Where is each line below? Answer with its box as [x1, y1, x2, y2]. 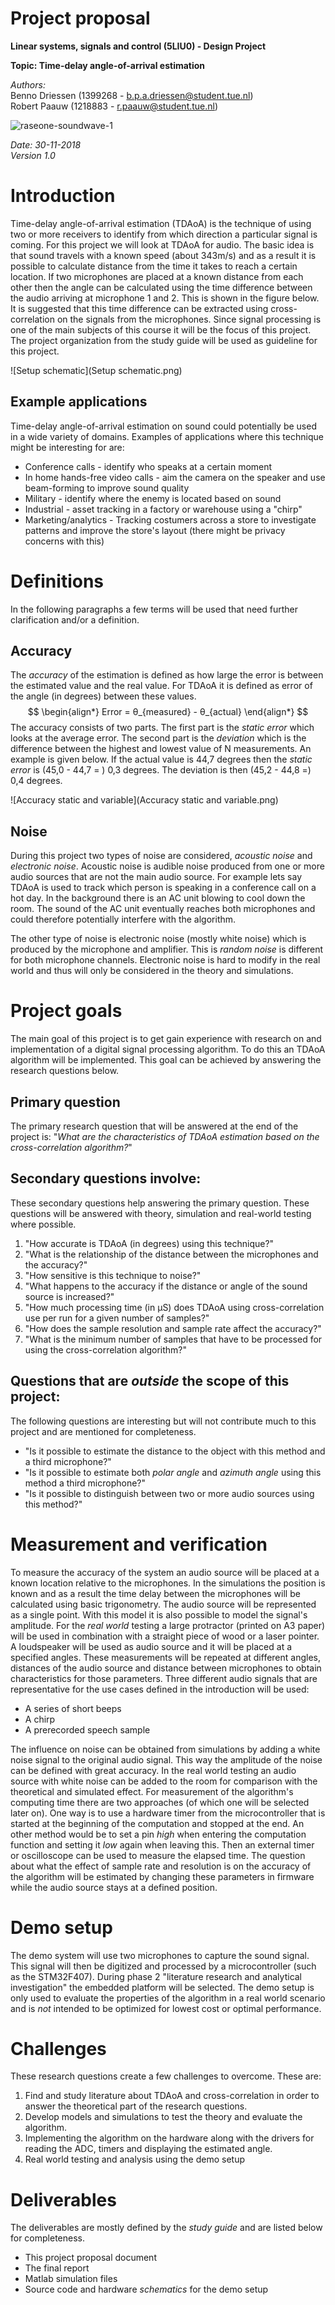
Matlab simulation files [24, 2273, 118, 2285]
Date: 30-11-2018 [10, 138, 82, 151]
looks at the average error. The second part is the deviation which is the [10, 732, 307, 744]
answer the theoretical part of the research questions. [24, 2100, 248, 2112]
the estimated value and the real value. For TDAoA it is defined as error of [10, 680, 313, 692]
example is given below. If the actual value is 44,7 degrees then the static [10, 753, 313, 766]
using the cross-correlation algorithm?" [24, 1343, 187, 1356]
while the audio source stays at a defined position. [10, 1881, 218, 1893]
